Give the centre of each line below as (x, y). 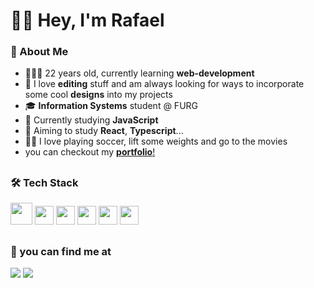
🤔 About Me (39, 52)
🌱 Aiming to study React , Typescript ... (104, 131)
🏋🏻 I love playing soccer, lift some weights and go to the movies (156, 141)
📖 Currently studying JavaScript (91, 120)
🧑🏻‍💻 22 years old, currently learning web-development (139, 73)
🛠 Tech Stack (44, 182)
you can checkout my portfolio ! (90, 152)
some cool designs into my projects (98, 95)
